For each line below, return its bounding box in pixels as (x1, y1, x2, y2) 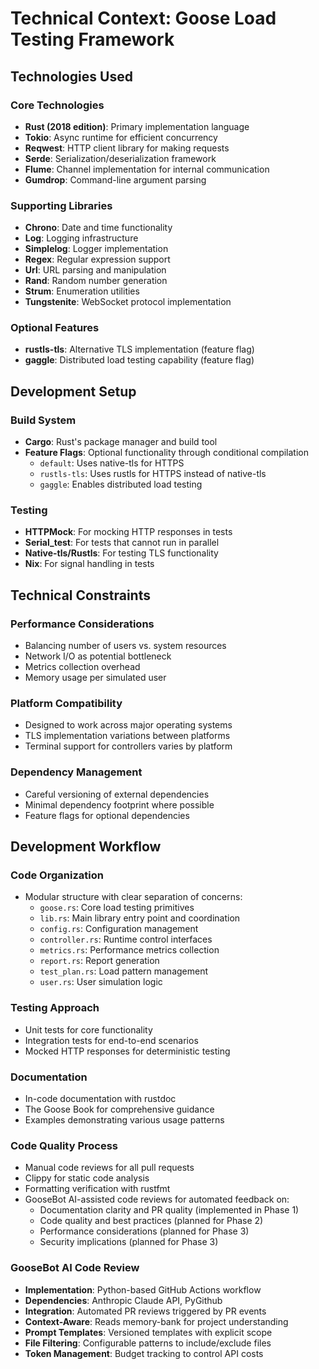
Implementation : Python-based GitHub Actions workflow (24, 1283, 262, 1296)
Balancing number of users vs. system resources (24, 640, 227, 652)
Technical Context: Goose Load (10, 7, 277, 30)
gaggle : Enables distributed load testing (39, 478, 203, 491)
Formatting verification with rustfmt (24, 1183, 171, 1195)
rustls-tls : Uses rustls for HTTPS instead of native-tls (39, 468, 267, 480)
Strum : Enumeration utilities (24, 285, 140, 297)
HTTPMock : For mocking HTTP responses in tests (24, 526, 233, 538)
